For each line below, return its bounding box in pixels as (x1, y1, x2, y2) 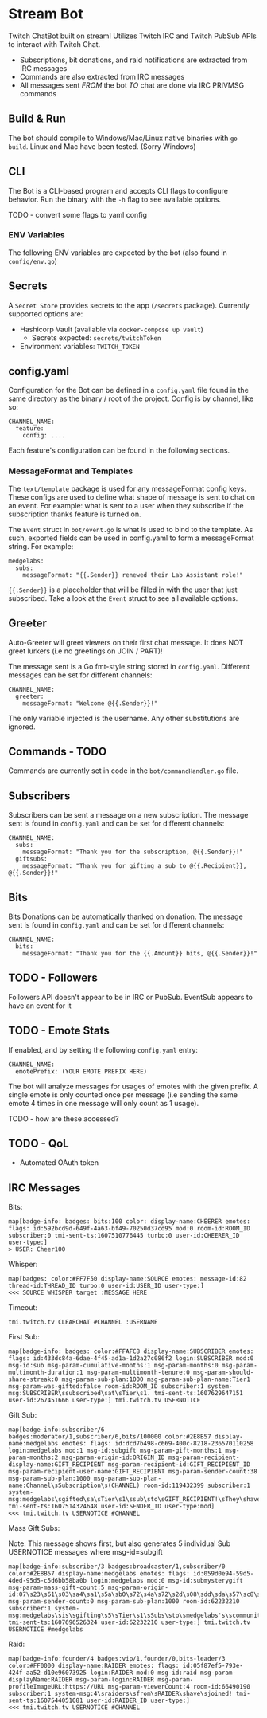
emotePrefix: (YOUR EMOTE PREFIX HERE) (15, 1067, 148, 1076)
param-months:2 (8, 1453, 59, 1462)
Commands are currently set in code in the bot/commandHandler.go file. (8, 766, 239, 775)
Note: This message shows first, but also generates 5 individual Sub (8, 1539, 231, 1548)
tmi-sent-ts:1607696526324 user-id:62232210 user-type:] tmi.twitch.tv (8, 1618, 250, 1626)
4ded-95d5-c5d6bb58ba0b (8, 1577, 87, 1585)
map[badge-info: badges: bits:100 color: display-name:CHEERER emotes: (8, 1218, 250, 1226)
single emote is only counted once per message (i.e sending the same (8, 1089, 238, 1100)
